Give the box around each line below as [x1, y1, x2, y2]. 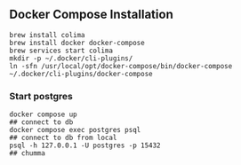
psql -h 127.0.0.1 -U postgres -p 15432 [9, 141, 162, 150]
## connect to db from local [9, 133, 117, 143]
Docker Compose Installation [9, 7, 173, 22]
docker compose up [9, 110, 77, 119]
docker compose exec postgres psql [9, 126, 141, 135]
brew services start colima [9, 46, 114, 55]
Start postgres [9, 90, 73, 102]
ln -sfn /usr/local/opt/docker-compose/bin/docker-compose [9, 61, 233, 70]
